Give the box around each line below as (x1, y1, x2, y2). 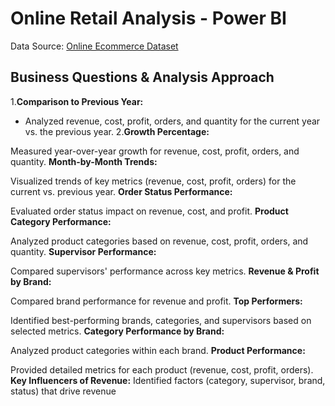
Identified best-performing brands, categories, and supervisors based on (10, 314, 312, 326)
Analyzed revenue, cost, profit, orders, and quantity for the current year (24, 115, 321, 127)
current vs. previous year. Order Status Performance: (10, 185, 233, 197)
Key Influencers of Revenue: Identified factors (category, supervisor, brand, (10, 374, 326, 386)
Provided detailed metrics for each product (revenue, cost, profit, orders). (10, 363, 314, 376)
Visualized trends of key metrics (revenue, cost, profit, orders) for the (10, 175, 297, 187)
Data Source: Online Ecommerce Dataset (10, 40, 179, 52)
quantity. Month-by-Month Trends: (10, 155, 158, 167)
